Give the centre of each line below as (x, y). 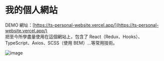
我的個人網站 (32, 10)
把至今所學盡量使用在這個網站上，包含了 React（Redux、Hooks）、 (74, 36)
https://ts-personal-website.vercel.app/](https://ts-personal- (96, 25)
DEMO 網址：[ (20, 25)
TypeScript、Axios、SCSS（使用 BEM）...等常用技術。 (61, 42)
